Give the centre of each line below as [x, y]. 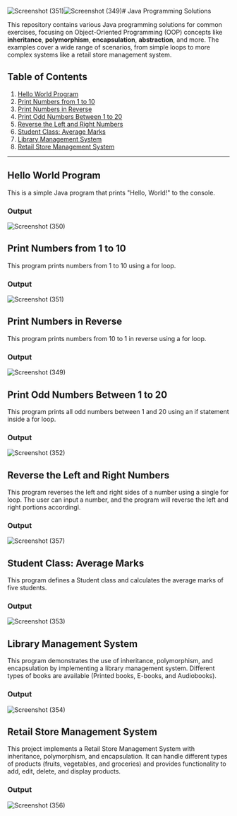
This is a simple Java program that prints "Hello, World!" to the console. [111, 192]
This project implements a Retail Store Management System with [101, 749]
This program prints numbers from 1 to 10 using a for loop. [92, 265]
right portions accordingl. [44, 507]
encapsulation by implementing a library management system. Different [111, 668]
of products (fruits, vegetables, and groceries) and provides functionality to [117, 764]
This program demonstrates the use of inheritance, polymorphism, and [110, 661]
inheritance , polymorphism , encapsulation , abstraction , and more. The [113, 40]
